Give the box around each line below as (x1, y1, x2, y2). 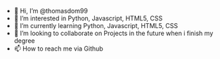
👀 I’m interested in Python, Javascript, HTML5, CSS (13, 14, 163, 22)
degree (13, 37, 35, 45)
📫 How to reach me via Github (13, 44, 103, 53)
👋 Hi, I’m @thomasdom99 (13, 7, 88, 15)
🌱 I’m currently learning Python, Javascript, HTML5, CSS (13, 22, 179, 29)
